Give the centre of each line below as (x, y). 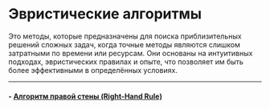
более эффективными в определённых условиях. (93, 70)
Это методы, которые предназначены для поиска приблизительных (125, 36)
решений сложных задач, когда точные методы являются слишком (125, 44)
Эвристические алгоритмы (105, 14)
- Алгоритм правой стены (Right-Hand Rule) (85, 96)
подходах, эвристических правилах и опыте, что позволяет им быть (126, 62)
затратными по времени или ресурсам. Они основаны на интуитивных (131, 53)
